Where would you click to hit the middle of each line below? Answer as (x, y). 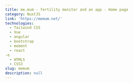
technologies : (20, 23)
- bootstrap (22, 41)
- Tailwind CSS (25, 28)
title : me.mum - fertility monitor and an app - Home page (67, 10)
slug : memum (17, 69)
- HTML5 (17, 60)
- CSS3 (16, 64)
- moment (18, 46)
